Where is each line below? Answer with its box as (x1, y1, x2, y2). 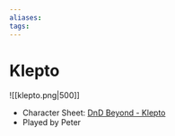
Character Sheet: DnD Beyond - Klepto (22, 107, 166, 118)
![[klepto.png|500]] (9, 90, 81, 101)
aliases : (9, 13, 42, 23)
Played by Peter (22, 117, 82, 128)
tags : (9, 22, 30, 31)
